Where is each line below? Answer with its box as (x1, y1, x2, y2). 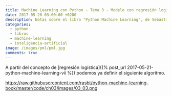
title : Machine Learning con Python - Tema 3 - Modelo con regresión (5, 7, 157, 13)
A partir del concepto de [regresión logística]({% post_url (5, 64, 126, 70)
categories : (5, 21, 31, 27)
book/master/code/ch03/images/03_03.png (5, 85, 98, 91)
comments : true (5, 50, 38, 55)
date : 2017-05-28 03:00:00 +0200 (5, 12, 77, 17)
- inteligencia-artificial (10, 41, 68, 46)
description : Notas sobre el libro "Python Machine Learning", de (5, 17, 150, 22)
